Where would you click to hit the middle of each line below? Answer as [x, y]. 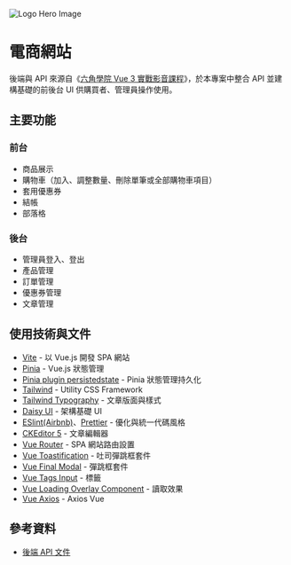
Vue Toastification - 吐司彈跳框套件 [87, 455]
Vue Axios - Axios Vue [63, 498]
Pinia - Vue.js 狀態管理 [63, 368]
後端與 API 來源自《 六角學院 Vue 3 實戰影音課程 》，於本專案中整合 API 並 [142, 78]
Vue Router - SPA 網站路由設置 [78, 444]
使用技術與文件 [50, 334]
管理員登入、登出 [53, 259]
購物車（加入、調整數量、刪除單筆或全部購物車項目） [119, 180]
